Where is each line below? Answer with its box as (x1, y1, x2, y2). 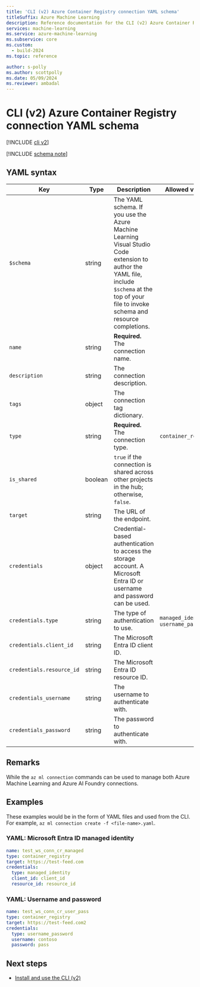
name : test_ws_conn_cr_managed (6, 847, 84, 854)
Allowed (164, 185, 189, 193)
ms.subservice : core (6, 36, 58, 42)
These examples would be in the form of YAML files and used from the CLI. (6, 813, 190, 820)
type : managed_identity (11, 870, 70, 876)
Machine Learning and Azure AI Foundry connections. (6, 780, 139, 787)
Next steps (6, 958, 48, 968)
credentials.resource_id (9, 666, 80, 673)
